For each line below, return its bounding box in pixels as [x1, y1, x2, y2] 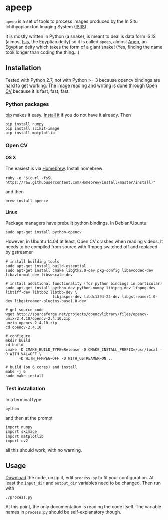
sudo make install [5, 374, 44, 379]
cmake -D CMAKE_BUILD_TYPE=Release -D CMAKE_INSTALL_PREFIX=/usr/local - [5, 347, 163, 352]
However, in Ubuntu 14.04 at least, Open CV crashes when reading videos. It [5, 238, 163, 245]
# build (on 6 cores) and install [5, 365, 78, 370]
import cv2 [5, 438, 28, 443]
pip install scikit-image [5, 126, 59, 131]
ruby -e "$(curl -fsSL [5, 176, 53, 181]
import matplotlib [5, 434, 44, 439]
